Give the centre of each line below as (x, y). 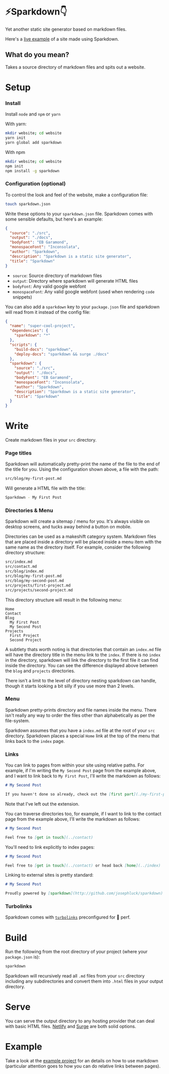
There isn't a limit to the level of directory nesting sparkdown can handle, (81, 680)
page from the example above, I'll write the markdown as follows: (73, 819)
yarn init (16, 138)
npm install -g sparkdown (32, 171)
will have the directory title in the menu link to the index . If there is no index (83, 655)
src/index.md (19, 562)
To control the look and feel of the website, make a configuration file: (77, 195)
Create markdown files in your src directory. (51, 440)
